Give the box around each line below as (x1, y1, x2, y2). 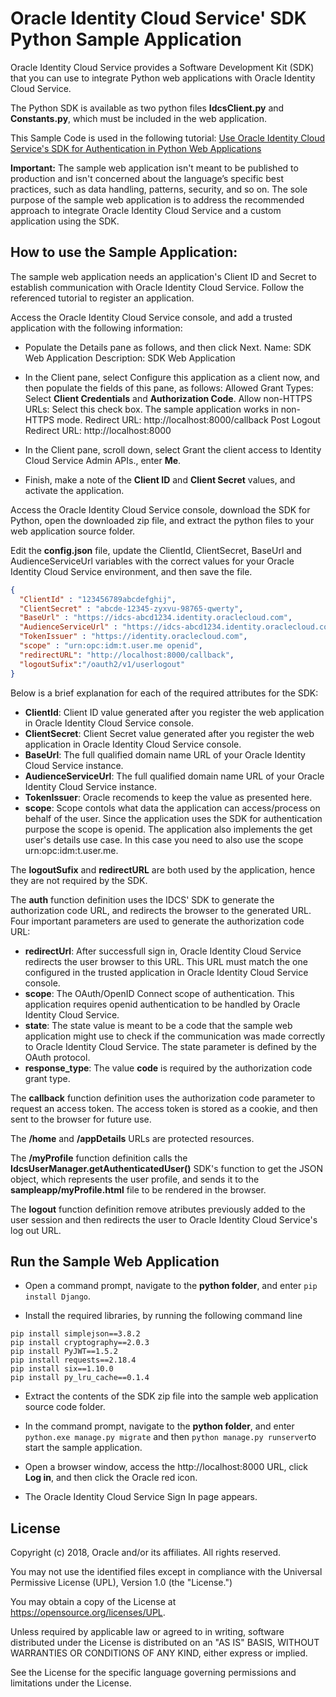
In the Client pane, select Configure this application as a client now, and (24, 371, 320, 383)
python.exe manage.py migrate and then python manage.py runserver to (24, 1431, 317, 1443)
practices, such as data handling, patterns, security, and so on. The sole (10, 183, 308, 195)
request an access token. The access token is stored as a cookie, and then (10, 1102, 318, 1114)
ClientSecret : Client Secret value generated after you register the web (24, 727, 315, 739)
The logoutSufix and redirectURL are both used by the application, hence (10, 863, 316, 876)
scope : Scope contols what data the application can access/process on (24, 802, 321, 814)
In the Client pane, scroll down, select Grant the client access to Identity (24, 443, 322, 456)
